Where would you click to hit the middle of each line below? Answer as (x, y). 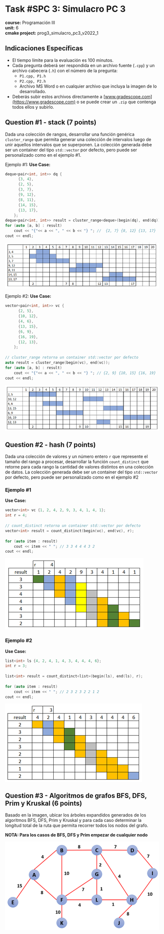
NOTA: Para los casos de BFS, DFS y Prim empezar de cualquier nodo (76, 835)
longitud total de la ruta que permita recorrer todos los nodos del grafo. (77, 825)
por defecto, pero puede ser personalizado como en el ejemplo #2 (72, 477)
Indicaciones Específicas (44, 48)
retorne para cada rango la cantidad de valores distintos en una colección (79, 467)
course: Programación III (30, 23)
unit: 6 (12, 27)
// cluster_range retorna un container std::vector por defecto (72, 358)
